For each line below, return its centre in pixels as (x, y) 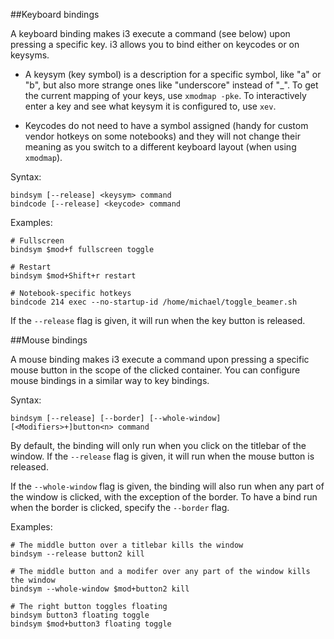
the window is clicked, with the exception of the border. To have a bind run (164, 497)
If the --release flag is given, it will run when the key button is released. (158, 320)
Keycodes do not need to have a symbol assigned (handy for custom (166, 125)
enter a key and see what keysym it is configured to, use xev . (150, 106)
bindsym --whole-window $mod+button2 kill (100, 589)
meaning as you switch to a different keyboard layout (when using (160, 147)
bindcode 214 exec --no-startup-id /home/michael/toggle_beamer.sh (154, 302)
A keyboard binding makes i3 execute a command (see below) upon (150, 33)
